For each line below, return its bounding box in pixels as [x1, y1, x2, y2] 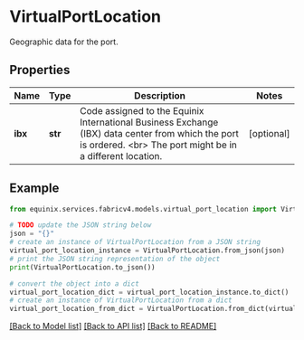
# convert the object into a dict [9, 279, 140, 288]
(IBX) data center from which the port [80, 127, 240, 139]
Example [9, 181, 60, 196]
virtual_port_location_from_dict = [9, 305, 144, 314]
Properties [9, 62, 71, 78]
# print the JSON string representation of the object [9, 254, 221, 263]
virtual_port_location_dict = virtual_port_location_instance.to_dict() [9, 288, 290, 297]
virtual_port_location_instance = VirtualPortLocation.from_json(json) [9, 246, 285, 255]
